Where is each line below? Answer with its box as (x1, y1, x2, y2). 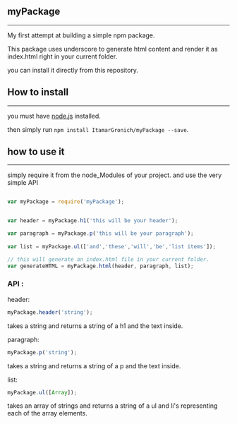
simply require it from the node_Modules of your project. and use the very (7, 171, 222, 179)
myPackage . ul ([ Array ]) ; (7, 389, 78, 396)
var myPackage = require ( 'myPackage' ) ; (7, 198, 125, 205)
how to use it (7, 146, 65, 158)
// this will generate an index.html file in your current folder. (7, 255, 210, 263)
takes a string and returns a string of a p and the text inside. (7, 361, 181, 370)
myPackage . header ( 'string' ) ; (7, 308, 93, 316)
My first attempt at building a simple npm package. (7, 31, 155, 40)
